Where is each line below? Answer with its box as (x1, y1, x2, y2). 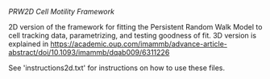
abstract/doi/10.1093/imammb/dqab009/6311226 (8, 48, 170, 57)
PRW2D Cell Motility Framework (8, 7, 115, 16)
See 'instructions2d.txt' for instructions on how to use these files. (8, 63, 226, 73)
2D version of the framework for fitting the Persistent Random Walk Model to (8, 22, 263, 31)
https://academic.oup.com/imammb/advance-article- (50, 39, 228, 49)
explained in (8, 39, 49, 49)
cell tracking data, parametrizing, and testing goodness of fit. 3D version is (8, 31, 256, 40)
